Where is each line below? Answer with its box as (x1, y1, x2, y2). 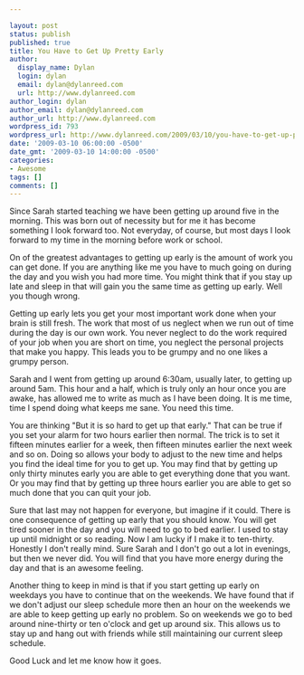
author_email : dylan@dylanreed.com (9, 105, 144, 114)
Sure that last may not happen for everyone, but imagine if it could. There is (9, 505, 291, 516)
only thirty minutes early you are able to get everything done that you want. (9, 468, 290, 480)
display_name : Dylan (17, 63, 95, 72)
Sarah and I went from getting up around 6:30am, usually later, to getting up (9, 374, 292, 385)
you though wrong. (9, 290, 81, 301)
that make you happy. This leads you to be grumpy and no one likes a (9, 347, 269, 357)
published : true (9, 38, 71, 47)
